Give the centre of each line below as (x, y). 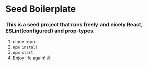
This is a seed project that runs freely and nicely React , (74, 25)
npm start (23, 53)
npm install (25, 48)
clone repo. (24, 42)
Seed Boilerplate (41, 9)
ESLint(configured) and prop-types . (50, 31)
